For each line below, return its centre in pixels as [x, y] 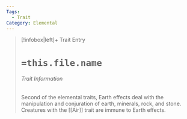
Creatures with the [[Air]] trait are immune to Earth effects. [93, 110]
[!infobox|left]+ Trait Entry [53, 40]
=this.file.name [61, 63]
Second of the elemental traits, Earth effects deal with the [92, 97]
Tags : [13, 12]
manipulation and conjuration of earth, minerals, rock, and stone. [101, 103]
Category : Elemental [32, 23]
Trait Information [42, 79]
